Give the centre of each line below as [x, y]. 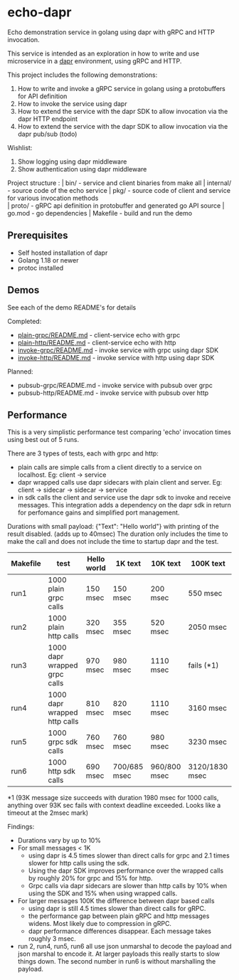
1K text [128, 564]
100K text [208, 564]
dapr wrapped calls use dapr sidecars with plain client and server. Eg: [120, 483]
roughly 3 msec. [52, 939]
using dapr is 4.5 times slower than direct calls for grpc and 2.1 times [129, 855]
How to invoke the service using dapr [72, 103]
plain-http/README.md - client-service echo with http [97, 342]
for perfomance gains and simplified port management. [99, 512]
